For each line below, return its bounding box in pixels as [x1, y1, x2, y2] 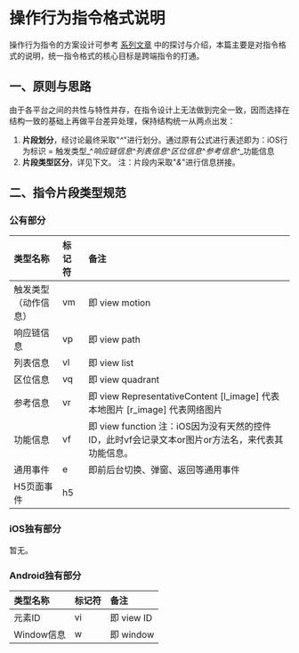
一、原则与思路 [9, 79, 92, 94]
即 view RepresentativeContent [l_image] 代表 [88, 390, 280, 403]
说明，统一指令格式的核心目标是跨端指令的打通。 [24, 50, 205, 61]
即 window [109, 629, 155, 641]
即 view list [88, 357, 134, 370]
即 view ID [109, 612, 153, 624]
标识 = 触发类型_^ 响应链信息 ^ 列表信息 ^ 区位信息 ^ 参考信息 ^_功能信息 [29, 145, 275, 156]
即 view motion [88, 297, 151, 309]
